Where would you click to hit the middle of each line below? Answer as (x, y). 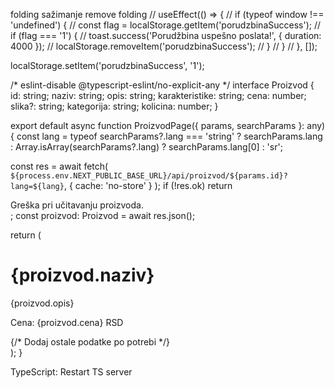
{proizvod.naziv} (82, 275)
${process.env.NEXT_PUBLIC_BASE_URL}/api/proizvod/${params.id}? (149, 176)
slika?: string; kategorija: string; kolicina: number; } (114, 106)
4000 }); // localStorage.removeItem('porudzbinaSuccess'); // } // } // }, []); (164, 46)
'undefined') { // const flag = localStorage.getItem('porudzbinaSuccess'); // (166, 25)
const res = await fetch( (59, 166)
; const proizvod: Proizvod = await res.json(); (103, 215)
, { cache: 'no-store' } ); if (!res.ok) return (148, 185)
